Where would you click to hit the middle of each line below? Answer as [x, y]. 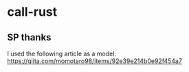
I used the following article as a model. [62, 53]
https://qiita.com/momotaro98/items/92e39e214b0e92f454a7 [94, 61]
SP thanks [29, 37]
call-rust [32, 12]
